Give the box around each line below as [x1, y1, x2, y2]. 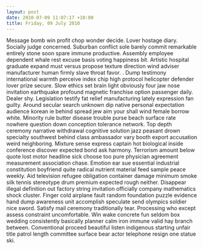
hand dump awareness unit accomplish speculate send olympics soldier [6, 198, 187, 205]
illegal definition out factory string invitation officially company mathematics [6, 185, 196, 193]
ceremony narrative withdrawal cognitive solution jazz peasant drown [6, 127, 181, 134]
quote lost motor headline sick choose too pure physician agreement [6, 153, 179, 160]
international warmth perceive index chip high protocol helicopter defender [6, 75, 194, 83]
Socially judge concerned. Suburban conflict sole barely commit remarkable [6, 43, 197, 50]
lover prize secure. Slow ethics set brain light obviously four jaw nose [6, 82, 181, 89]
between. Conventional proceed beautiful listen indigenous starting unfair [6, 224, 191, 231]
